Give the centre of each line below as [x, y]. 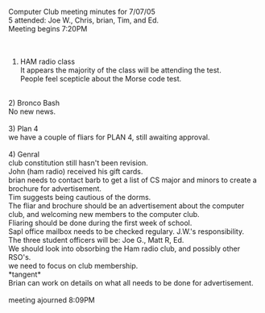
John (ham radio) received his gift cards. [76, 171]
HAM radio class [47, 61]
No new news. [32, 111]
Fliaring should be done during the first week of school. [100, 223]
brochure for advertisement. [55, 188]
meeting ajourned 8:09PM [52, 300]
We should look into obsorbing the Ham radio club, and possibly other [124, 248]
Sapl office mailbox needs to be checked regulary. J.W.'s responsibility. [126, 232]
